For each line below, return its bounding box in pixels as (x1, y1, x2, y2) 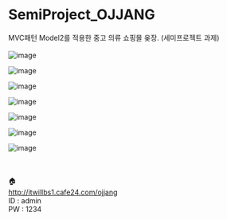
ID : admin (8, 195, 42, 205)
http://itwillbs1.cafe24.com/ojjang (8, 187, 118, 197)
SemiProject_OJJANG (8, 6, 155, 24)
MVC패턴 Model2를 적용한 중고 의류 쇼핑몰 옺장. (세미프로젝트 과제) (8, 33, 220, 42)
